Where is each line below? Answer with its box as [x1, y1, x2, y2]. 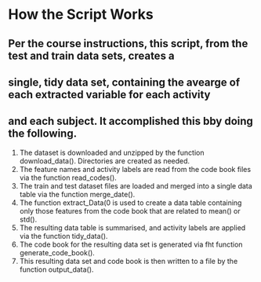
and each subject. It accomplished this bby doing [8, 115, 253, 128]
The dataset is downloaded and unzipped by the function [19, 148, 205, 157]
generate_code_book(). [19, 247, 96, 257]
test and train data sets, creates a [8, 49, 175, 62]
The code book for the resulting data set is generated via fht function [19, 240, 243, 249]
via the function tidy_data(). [19, 231, 108, 240]
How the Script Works [8, 5, 154, 24]
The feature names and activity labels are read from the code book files [19, 164, 252, 174]
